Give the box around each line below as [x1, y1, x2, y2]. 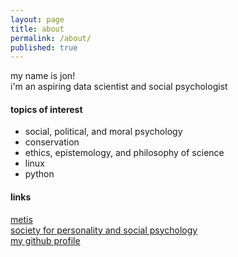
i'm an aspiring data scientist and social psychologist [10, 81, 228, 93]
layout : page [10, 14, 65, 25]
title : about [10, 24, 65, 34]
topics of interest [10, 103, 83, 115]
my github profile [10, 234, 81, 246]
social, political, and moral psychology [24, 126, 183, 138]
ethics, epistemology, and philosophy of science [24, 147, 225, 159]
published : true [10, 42, 78, 53]
